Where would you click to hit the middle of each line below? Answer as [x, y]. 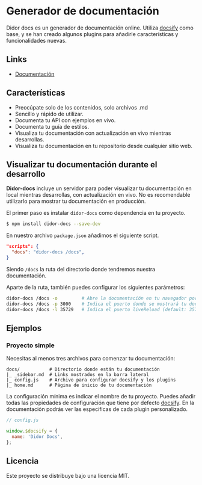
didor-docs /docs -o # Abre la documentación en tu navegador [96, 298]
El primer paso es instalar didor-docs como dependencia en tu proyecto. [96, 213]
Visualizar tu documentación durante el [82, 165]
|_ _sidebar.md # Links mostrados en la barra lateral [78, 375]
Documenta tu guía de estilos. [52, 126]
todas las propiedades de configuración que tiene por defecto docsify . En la [100, 403]
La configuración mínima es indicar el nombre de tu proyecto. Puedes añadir [101, 397]
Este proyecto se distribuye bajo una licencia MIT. [68, 475]
